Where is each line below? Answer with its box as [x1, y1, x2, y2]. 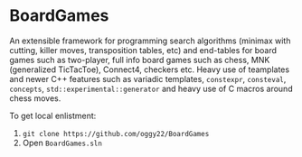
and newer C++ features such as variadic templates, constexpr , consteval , [9, 73, 287, 84]
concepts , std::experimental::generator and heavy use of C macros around [9, 83, 293, 94]
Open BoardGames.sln [22, 137, 102, 148]
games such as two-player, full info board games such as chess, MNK [9, 54, 270, 65]
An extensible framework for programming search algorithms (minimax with [9, 35, 291, 46]
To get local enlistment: [9, 110, 97, 121]
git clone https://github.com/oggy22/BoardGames [22, 129, 210, 138]
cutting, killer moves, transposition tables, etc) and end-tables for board [9, 44, 278, 55]
